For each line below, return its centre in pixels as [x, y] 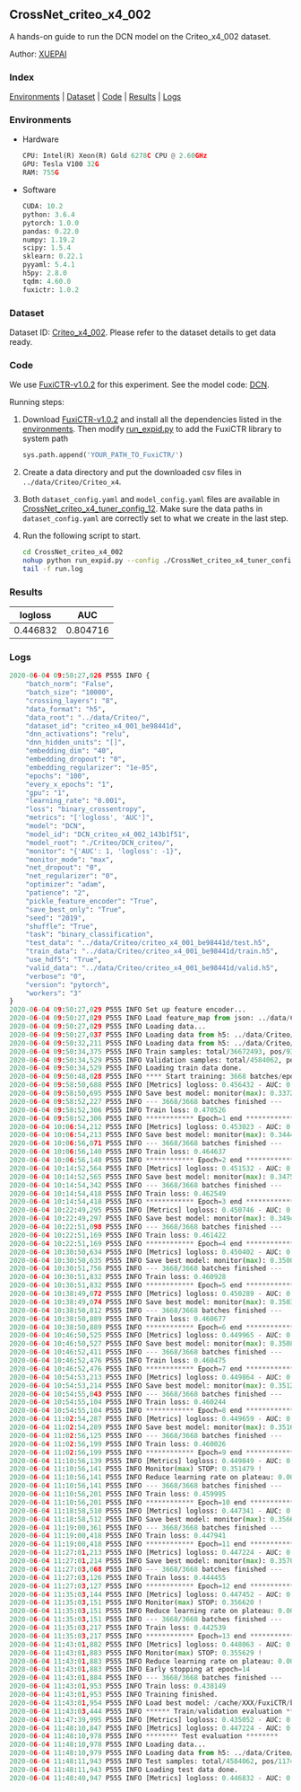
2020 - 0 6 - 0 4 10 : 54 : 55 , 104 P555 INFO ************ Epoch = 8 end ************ [152, 1411]
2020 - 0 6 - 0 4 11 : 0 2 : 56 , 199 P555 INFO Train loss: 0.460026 [118, 1444]
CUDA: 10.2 [43, 207]
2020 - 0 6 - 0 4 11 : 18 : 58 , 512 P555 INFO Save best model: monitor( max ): [138, 1519]
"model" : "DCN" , [56, 826]
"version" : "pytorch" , [68, 984]
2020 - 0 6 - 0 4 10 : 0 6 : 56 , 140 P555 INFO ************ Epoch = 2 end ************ [152, 1161]
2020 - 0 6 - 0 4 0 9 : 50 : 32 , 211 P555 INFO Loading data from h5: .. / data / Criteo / [152, 1043]
